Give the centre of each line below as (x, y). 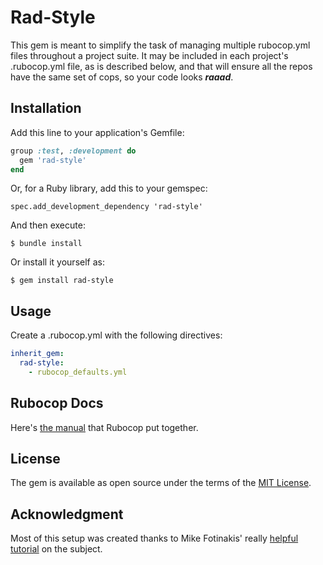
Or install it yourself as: (57, 262)
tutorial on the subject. (56, 549)
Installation (46, 108)
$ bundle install (46, 244)
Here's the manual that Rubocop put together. (104, 427)
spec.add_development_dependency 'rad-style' (106, 207)
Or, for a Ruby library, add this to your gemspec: (109, 188)
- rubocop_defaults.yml (78, 372)
